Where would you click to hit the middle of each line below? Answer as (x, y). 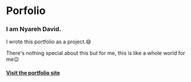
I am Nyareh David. (34, 29)
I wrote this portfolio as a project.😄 (49, 42)
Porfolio (26, 11)
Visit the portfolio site (33, 73)
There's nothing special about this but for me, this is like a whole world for (96, 53)
